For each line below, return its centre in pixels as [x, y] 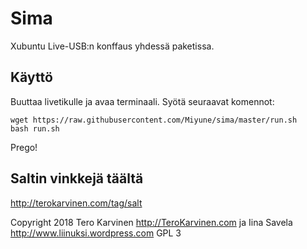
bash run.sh [35, 128]
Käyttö [31, 77]
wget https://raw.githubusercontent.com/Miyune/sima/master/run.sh [154, 120]
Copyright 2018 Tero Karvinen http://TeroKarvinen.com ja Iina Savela [151, 222]
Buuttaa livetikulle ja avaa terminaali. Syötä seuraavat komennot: [142, 101]
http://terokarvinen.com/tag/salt [76, 203]
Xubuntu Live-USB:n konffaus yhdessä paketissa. [112, 46]
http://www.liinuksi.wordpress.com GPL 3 [96, 233]
